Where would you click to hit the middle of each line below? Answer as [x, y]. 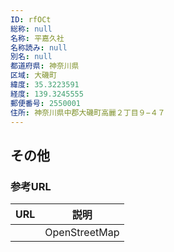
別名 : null [31, 57]
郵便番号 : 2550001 [46, 103]
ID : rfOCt [31, 19]
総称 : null [31, 29]
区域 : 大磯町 [33, 76]
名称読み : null [39, 47]
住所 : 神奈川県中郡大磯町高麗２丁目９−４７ [88, 112]
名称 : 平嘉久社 [37, 38]
